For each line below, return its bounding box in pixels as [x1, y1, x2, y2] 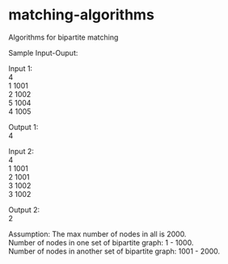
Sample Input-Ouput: [8, 48, 78, 57]
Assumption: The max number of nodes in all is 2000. [8, 228, 187, 239]
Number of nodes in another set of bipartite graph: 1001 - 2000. [8, 246, 221, 256]
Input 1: [8, 63, 33, 73]
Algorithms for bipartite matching [8, 32, 119, 42]
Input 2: [8, 146, 34, 156]
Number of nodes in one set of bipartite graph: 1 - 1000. [8, 237, 194, 247]
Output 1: [8, 122, 39, 132]
